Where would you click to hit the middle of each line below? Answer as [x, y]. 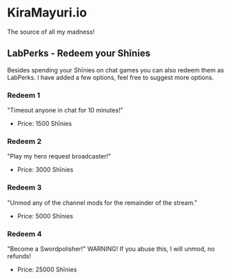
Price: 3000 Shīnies [45, 169]
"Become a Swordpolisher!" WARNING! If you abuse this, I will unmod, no [111, 249]
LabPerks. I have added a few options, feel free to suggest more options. [111, 77]
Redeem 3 [24, 187]
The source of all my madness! [51, 32]
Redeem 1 [23, 95]
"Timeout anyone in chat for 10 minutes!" [65, 110]
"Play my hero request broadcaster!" [59, 156]
